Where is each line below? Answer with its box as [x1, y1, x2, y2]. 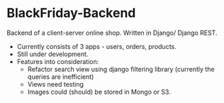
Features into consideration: [16, 57, 99, 65]
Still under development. [16, 50, 89, 58]
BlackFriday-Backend [6, 5, 136, 21]
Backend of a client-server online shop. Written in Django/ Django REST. [6, 28, 218, 37]
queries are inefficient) [27, 72, 94, 81]
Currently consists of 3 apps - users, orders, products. [16, 42, 177, 50]
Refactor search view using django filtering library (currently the [27, 65, 215, 73]
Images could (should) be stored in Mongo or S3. [27, 87, 171, 96]
